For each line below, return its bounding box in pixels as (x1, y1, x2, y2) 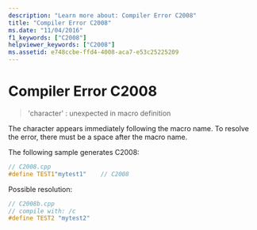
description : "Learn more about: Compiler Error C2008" (8, 11, 197, 20)
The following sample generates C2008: (8, 147, 140, 156)
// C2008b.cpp (8, 199, 56, 208)
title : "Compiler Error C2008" (8, 19, 112, 27)
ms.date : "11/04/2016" (8, 26, 83, 34)
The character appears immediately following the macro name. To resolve (8, 123, 250, 133)
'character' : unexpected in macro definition (27, 108, 171, 118)
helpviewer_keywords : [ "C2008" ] (8, 41, 115, 49)
